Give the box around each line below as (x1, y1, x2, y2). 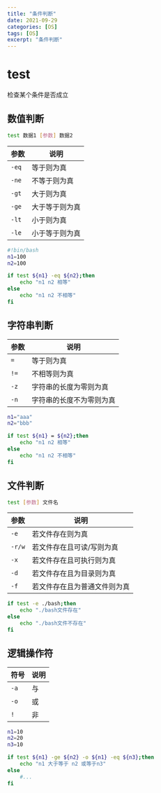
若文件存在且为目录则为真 (31, 569, 116, 579)
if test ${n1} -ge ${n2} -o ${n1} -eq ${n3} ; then (7, 754, 155, 761)
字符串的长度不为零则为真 (31, 395, 116, 405)
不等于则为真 (31, 176, 75, 186)
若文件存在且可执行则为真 (31, 556, 116, 565)
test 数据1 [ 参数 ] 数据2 (7, 132, 73, 139)
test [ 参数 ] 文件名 (7, 499, 59, 506)
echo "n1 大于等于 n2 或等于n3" (20, 761, 107, 768)
